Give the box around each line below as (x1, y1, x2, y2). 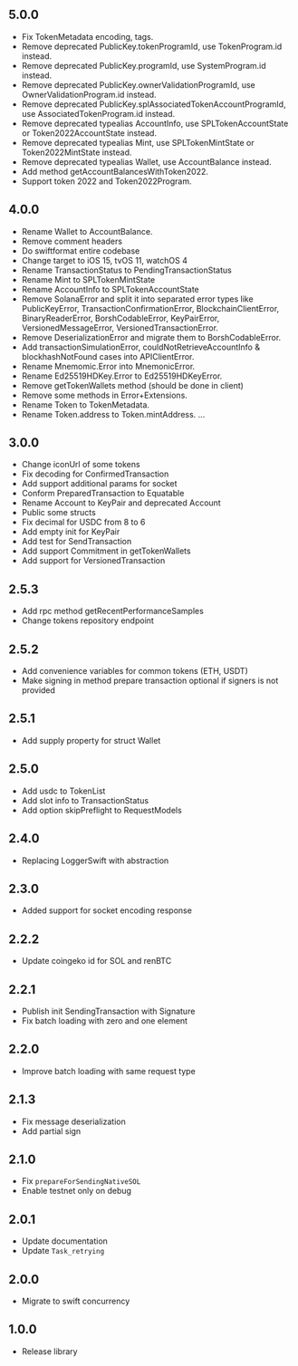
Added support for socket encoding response (21, 905, 192, 916)
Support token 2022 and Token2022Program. (21, 176, 192, 187)
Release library (21, 1345, 78, 1357)
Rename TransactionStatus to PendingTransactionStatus (21, 265, 232, 275)
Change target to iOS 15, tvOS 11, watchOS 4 (21, 255, 187, 265)
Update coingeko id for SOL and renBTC (21, 956, 172, 967)
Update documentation (21, 1236, 108, 1246)
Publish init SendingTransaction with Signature (21, 1005, 196, 1016)
